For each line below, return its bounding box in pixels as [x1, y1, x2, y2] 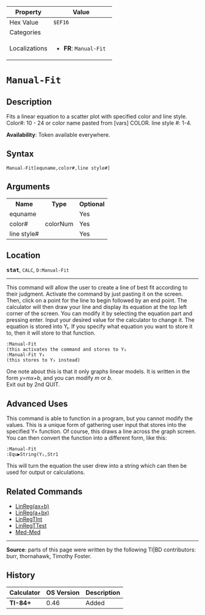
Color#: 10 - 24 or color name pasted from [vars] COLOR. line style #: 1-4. [6, 119, 192, 126]
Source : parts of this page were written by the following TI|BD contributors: [6, 546, 196, 553]
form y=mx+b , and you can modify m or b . [6, 374, 113, 382]
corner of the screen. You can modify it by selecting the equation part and [6, 310, 193, 317]
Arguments [6, 181, 51, 192]
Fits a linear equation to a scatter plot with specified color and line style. [6, 113, 187, 120]
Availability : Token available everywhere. [6, 131, 110, 138]
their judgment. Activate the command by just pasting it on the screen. [6, 290, 183, 298]
